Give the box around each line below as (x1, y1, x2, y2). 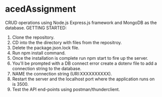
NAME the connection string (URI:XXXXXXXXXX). (12, 71, 112, 76)
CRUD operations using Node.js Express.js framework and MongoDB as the (5, 20, 157, 25)
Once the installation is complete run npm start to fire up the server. (12, 55, 148, 61)
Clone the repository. (12, 34, 55, 40)
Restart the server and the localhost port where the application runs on (12, 76, 155, 82)
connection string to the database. (12, 65, 81, 72)
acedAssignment (5, 3, 76, 15)
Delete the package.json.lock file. (12, 45, 80, 50)
